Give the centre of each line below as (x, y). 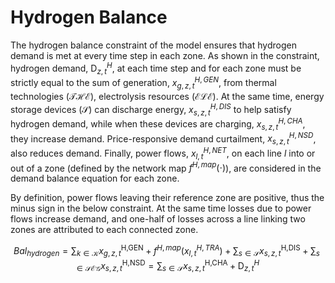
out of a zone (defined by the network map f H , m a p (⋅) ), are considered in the (166, 167)
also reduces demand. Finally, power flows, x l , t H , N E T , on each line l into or (163, 153)
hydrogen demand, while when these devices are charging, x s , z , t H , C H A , (158, 124)
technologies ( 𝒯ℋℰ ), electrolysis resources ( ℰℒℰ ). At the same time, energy (167, 96)
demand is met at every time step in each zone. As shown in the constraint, (165, 55)
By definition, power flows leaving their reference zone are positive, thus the (167, 198)
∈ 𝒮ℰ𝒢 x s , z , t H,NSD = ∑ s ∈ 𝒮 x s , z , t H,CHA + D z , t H (168, 265)
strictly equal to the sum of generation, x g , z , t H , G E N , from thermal (143, 83)
